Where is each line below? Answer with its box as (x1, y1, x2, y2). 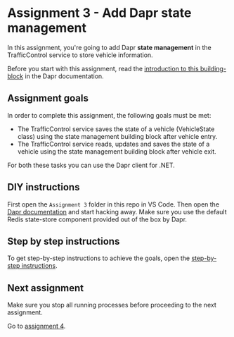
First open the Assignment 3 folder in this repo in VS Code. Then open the (7, 200, 220, 209)
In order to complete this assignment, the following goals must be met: (7, 111, 212, 119)
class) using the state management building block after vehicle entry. (17, 132, 218, 140)
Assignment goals (7, 92, 89, 104)
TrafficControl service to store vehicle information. (7, 51, 153, 59)
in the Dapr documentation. (24, 72, 104, 80)
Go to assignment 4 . (7, 322, 66, 331)
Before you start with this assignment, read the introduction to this (7, 64, 199, 73)
